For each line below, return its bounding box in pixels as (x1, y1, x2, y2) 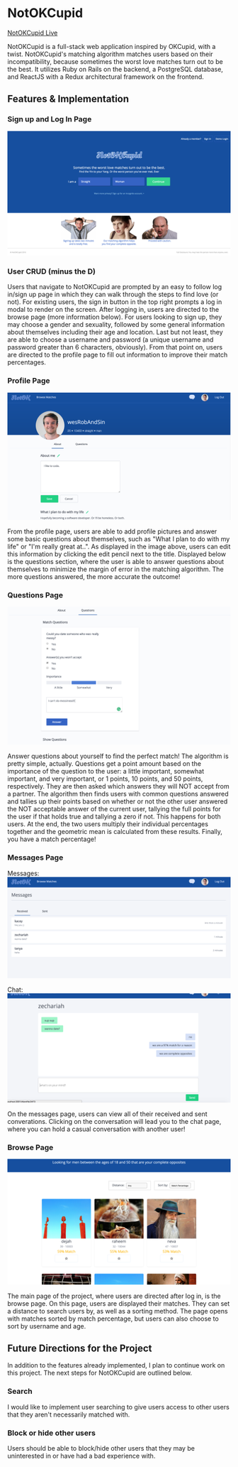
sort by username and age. (7, 1321, 86, 1330)
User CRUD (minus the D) (7, 266, 96, 276)
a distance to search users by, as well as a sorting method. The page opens (7, 1306, 228, 1315)
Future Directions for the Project (7, 1343, 152, 1355)
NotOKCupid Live (7, 28, 58, 37)
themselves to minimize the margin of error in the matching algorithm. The (7, 565, 225, 573)
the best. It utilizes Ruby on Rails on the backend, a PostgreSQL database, (7, 65, 223, 73)
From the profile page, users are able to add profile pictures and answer (7, 527, 217, 536)
